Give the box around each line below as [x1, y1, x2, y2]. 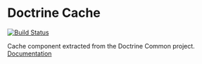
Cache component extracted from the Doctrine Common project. [7, 41, 195, 50]
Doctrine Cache [7, 5, 101, 21]
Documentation [7, 49, 52, 58]
